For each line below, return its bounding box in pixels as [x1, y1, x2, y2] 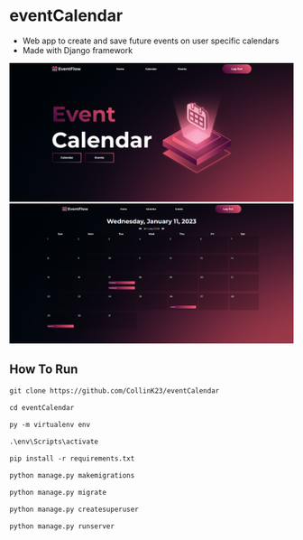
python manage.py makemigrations [9, 471, 135, 480]
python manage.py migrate [9, 489, 106, 498]
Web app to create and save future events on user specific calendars [22, 35, 280, 46]
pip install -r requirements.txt [9, 454, 135, 463]
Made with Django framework [22, 44, 133, 55]
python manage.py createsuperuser [9, 505, 140, 515]
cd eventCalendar [9, 404, 75, 413]
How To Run [9, 361, 78, 377]
